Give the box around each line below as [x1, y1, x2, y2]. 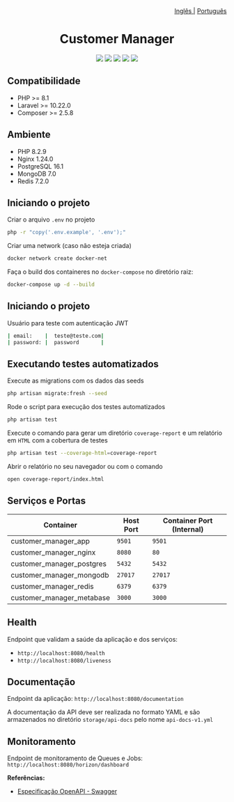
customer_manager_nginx [10, 547, 96, 557]
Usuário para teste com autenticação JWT [7, 318, 129, 327]
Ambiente [7, 129, 51, 141]
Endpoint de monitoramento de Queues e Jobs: [7, 754, 143, 762]
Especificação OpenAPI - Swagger [17, 787, 117, 796]
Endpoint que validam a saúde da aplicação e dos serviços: [7, 635, 178, 643]
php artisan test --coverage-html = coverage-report [7, 449, 157, 457]
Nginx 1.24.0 [17, 155, 54, 163]
